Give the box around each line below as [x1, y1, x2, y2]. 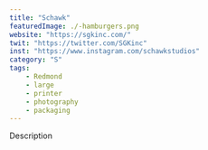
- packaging [25, 106, 71, 115]
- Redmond [25, 72, 63, 81]
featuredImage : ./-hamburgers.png [9, 22, 140, 31]
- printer [25, 89, 63, 98]
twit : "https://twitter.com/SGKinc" [9, 38, 147, 48]
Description [9, 130, 52, 141]
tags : [9, 64, 30, 73]
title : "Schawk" [9, 13, 71, 23]
